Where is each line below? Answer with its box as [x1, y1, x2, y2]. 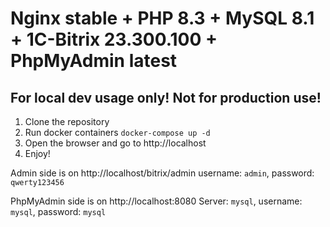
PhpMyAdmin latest [10, 50, 178, 72]
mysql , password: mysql [10, 206, 107, 217]
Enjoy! [24, 148, 51, 159]
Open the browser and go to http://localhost [24, 137, 207, 149]
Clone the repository [24, 116, 110, 127]
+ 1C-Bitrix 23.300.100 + [10, 28, 218, 51]
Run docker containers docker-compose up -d [24, 127, 211, 138]
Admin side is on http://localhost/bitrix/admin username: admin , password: [10, 167, 315, 179]
